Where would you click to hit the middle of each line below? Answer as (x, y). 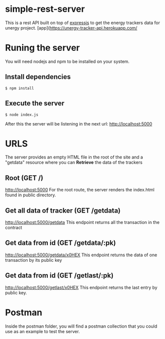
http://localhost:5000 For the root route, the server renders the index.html (80, 190)
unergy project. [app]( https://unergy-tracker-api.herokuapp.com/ (71, 28)
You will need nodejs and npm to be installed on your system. (67, 61)
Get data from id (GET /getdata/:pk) (61, 243)
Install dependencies (38, 77)
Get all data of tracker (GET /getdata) (63, 210)
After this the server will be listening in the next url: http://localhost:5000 (79, 123)
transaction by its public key (34, 260)
